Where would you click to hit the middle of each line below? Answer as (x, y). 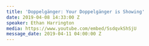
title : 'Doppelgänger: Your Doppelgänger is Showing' (76, 12)
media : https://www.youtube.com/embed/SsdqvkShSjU (71, 28)
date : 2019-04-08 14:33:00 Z (43, 17)
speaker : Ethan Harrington (40, 23)
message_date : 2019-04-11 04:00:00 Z (54, 34)
